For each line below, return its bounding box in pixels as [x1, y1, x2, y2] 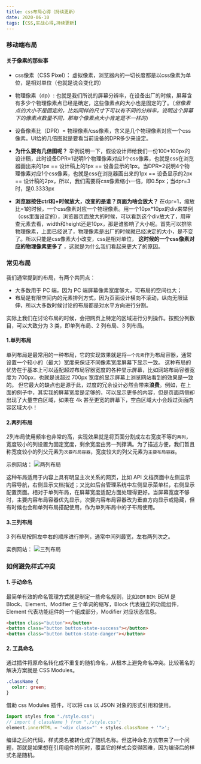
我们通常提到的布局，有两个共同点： [6, 274, 96, 281]
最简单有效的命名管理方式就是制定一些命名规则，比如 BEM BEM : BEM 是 [6, 593, 176, 600]
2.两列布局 [6, 419, 33, 426]
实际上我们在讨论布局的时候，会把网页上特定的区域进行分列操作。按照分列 [6, 314, 190, 321]
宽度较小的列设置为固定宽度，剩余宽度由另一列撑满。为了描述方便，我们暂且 [6, 441, 195, 448]
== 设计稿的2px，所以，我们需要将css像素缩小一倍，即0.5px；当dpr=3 [14, 177, 191, 184]
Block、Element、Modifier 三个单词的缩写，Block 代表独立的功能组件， [6, 600, 182, 607]
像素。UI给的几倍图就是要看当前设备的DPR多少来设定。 [14, 135, 152, 142]
